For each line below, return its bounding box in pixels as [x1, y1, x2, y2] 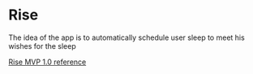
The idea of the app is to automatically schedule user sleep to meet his [8, 33, 245, 42]
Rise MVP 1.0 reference [8, 57, 87, 67]
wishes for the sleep [8, 41, 77, 50]
